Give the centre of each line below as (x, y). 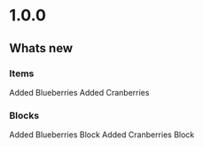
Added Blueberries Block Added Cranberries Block (102, 135)
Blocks (24, 115)
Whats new (41, 48)
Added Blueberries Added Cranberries (79, 92)
